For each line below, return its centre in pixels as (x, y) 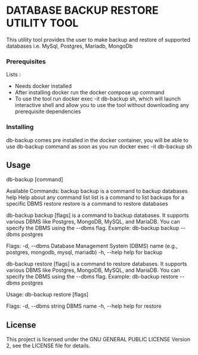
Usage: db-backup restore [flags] (47, 295)
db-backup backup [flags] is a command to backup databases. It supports (98, 215)
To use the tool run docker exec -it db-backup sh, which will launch (98, 99)
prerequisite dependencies (48, 112)
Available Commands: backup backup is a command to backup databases (97, 191)
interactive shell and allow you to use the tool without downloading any (102, 105)
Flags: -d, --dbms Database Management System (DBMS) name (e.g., (92, 246)
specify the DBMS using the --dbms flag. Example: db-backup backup (93, 228)
